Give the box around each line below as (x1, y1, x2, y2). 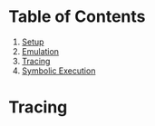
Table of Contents (8, 6, 146, 27)
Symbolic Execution (21, 65, 96, 76)
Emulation (21, 45, 60, 56)
